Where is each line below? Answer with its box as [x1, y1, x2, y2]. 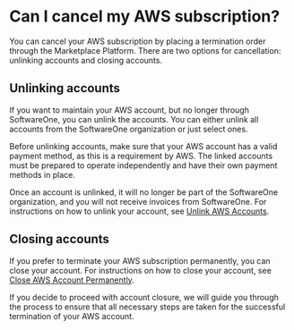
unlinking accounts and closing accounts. [9, 55, 163, 65]
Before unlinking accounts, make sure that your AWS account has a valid [9, 140, 278, 151]
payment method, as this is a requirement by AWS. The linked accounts [9, 150, 273, 161]
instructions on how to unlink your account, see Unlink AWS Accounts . [9, 206, 270, 216]
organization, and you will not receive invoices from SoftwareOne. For [9, 196, 267, 207]
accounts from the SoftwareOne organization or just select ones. [9, 123, 248, 134]
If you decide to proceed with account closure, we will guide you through [9, 292, 280, 302]
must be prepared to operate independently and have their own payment [9, 159, 278, 171]
